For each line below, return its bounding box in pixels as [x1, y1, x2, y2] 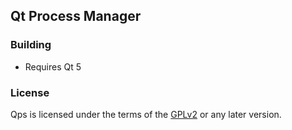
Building [10, 38, 52, 52]
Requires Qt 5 [24, 60, 82, 73]
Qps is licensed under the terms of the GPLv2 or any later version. [10, 108, 282, 120]
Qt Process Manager [10, 8, 142, 25]
